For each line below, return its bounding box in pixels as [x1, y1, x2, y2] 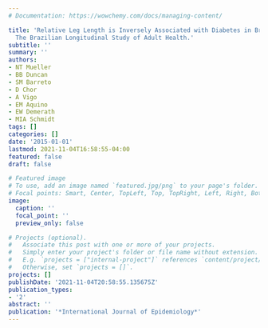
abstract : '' [8, 301, 52, 309]
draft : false [8, 160, 52, 168]
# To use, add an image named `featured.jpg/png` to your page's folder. [8, 182, 259, 190]
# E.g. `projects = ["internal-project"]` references [8, 256, 198, 264]
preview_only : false [15, 219, 84, 227]
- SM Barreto [8, 78, 52, 86]
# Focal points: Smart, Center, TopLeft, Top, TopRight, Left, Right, [8, 190, 248, 198]
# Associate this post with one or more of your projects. [8, 241, 216, 249]
